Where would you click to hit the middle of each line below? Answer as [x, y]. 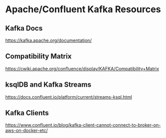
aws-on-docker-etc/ [27, 130]
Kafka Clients [27, 113]
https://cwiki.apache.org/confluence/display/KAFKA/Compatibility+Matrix [82, 68]
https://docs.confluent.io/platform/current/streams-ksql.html [69, 97]
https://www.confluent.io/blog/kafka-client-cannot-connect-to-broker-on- [83, 125]
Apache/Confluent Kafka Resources [83, 9]
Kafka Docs [24, 28]
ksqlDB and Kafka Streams [48, 85]
